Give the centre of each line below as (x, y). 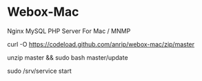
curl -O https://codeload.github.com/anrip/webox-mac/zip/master (101, 44)
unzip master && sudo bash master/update (68, 57)
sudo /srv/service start (39, 71)
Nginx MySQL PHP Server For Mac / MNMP (69, 31)
